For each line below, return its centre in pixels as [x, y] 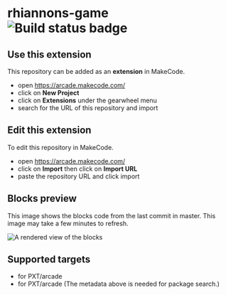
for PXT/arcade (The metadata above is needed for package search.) [119, 284]
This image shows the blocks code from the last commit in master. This [112, 215]
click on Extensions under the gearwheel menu [87, 100]
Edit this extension [49, 130]
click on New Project [48, 93]
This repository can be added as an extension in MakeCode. [96, 71]
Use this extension [49, 54]
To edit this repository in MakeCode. [60, 147]
